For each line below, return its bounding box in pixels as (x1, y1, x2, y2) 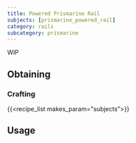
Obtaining (7, 68, 51, 80)
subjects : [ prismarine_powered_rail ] (7, 17, 116, 23)
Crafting (7, 89, 36, 99)
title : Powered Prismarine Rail (7, 10, 100, 17)
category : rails (7, 23, 54, 30)
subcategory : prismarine (7, 29, 79, 37)
